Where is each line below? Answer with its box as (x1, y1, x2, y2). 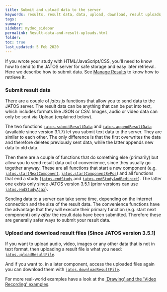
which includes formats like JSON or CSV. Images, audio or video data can (5, 108, 158, 114)
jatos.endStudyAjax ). (5, 186, 48, 192)
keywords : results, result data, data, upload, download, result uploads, (5, 12, 164, 17)
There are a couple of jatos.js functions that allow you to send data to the (5, 98, 155, 104)
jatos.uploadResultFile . (5, 252, 56, 258)
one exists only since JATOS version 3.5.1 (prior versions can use (5, 181, 138, 187)
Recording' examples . (5, 282, 50, 288)
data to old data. (5, 144, 39, 150)
